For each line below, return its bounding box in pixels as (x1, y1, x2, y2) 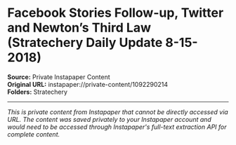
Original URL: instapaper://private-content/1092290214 (7, 80, 169, 88)
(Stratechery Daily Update (7, 35, 163, 50)
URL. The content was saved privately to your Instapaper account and (7, 115, 212, 123)
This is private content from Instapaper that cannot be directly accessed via (7, 107, 228, 116)
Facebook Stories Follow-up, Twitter (7, 5, 224, 21)
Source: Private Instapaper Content (7, 72, 110, 81)
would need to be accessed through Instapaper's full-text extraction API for (7, 123, 227, 131)
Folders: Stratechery (7, 88, 68, 96)
